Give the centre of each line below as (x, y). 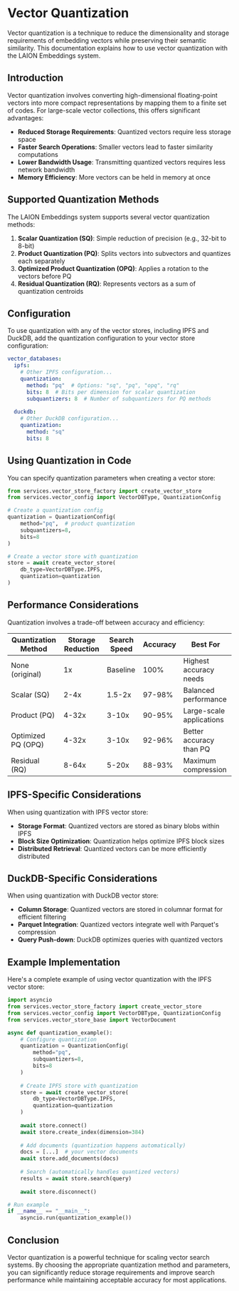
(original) (26, 674)
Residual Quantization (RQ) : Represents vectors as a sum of (107, 284)
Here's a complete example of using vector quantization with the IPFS (110, 979)
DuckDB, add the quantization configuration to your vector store (101, 338)
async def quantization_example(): (60, 1033)
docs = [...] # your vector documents (79, 1152)
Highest (196, 661)
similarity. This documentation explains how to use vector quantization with (117, 48)
